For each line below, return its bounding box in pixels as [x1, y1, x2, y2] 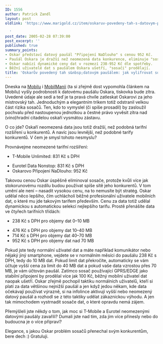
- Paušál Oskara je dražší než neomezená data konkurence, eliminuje [5, 57, 149, 61]
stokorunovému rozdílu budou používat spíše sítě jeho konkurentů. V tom [5, 183, 151, 188]
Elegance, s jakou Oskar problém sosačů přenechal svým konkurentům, [5, 328, 148, 334]
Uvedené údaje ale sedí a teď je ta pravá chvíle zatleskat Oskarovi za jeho [5, 94, 153, 100]
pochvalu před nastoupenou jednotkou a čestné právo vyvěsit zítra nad [5, 110, 147, 115]
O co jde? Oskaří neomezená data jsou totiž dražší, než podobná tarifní [5, 124, 147, 130]
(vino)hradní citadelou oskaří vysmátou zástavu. [5, 115, 101, 120]
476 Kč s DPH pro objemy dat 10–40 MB [12, 228, 93, 233]
